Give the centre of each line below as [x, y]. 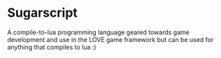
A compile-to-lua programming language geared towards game [99, 32]
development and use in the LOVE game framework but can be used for [110, 39]
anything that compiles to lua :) [52, 47]
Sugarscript [43, 13]
